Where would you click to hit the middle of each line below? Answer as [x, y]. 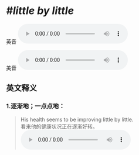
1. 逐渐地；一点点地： [35, 106]
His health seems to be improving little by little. [77, 119]
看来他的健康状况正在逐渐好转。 [59, 126]
